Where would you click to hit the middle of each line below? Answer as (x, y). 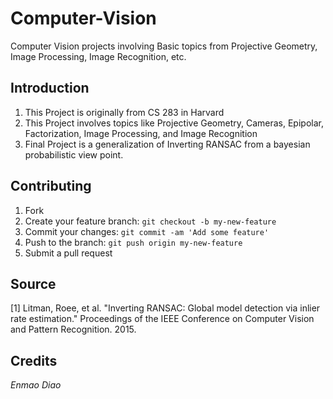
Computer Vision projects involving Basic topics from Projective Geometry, (164, 46)
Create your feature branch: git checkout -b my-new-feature (150, 221)
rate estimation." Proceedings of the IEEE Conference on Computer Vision (162, 319)
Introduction (50, 88)
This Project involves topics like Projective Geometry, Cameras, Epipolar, (174, 123)
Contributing (51, 186)
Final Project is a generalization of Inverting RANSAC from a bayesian (167, 144)
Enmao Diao (36, 385)
